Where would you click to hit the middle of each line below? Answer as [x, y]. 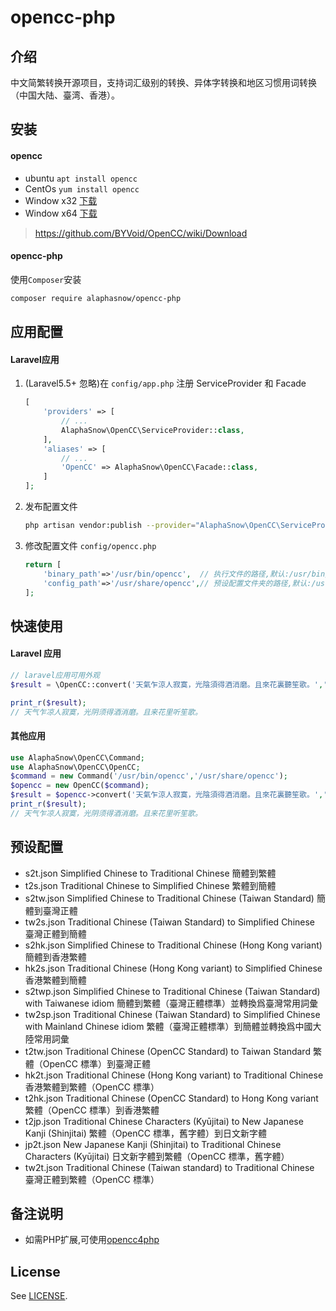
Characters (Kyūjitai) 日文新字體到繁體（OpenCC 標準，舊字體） [157, 1156]
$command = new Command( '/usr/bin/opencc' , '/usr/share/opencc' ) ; [149, 776]
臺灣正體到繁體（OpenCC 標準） [92, 1179]
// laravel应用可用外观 [55, 675]
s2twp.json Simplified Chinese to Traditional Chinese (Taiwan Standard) [172, 991]
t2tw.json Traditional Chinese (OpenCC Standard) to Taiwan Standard [167, 1051]
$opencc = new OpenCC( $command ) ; [80, 786]
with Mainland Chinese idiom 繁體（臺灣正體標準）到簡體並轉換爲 [160, 1026]
